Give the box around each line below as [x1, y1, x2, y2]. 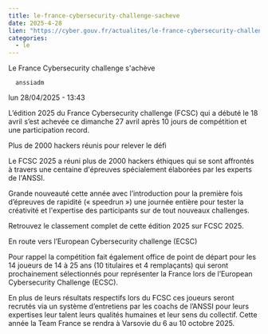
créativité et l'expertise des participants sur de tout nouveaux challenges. [8, 205, 250, 216]
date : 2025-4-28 [8, 19, 62, 27]
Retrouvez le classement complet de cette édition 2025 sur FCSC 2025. [8, 221, 244, 231]
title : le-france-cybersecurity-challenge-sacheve [8, 11, 180, 20]
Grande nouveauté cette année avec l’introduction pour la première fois [8, 189, 243, 198]
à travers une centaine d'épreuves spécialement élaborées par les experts [8, 165, 253, 174]
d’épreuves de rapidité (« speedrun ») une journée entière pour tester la [8, 197, 244, 207]
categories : [8, 34, 48, 42]
